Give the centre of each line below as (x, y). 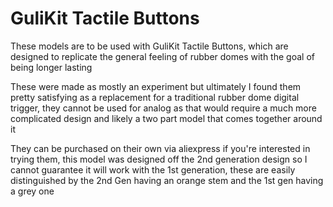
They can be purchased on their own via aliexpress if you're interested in (160, 148)
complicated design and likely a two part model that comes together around (166, 118)
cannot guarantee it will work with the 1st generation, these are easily (153, 169)
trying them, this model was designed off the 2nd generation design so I (159, 159)
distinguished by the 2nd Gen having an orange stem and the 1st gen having (167, 180)
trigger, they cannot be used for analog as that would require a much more (163, 108)
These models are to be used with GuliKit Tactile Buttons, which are (149, 46)
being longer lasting (51, 67)
